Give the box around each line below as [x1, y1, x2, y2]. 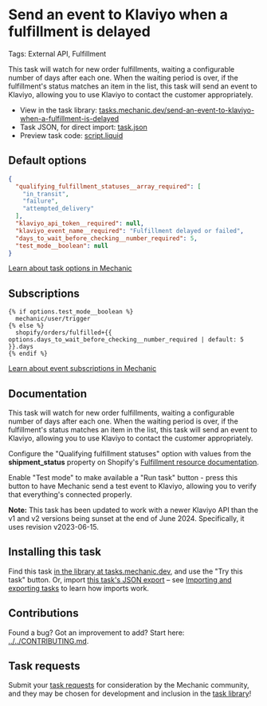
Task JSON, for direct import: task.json [19, 122, 147, 132]
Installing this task [8, 545, 102, 559]
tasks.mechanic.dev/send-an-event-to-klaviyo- [99, 105, 255, 115]
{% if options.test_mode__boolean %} [8, 308, 134, 316]
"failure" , [22, 197, 59, 205]
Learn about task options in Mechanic [8, 263, 133, 273]
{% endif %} [8, 349, 48, 358]
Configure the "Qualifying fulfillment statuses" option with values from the [8, 449, 252, 458]
